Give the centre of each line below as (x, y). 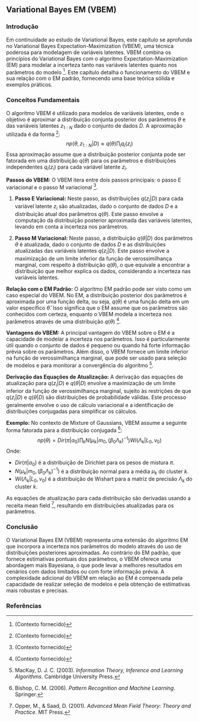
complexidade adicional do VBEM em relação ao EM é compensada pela (94, 577)
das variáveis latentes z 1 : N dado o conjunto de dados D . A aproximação (94, 126)
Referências (24, 606)
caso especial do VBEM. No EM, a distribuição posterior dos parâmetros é (97, 295)
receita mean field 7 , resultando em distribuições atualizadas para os (90, 505)
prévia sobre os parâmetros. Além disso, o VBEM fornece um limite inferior (97, 352)
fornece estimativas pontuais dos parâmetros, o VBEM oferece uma (89, 559)
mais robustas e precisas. (38, 590)
